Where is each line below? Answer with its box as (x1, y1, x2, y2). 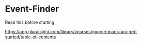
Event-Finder (5, 3, 59, 15)
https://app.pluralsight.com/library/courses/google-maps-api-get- (5, 29, 137, 34)
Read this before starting (5, 19, 55, 25)
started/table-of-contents (5, 34, 56, 40)
